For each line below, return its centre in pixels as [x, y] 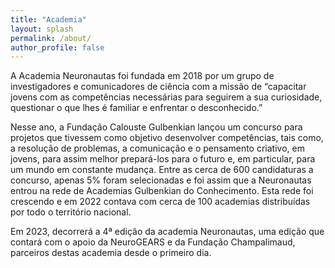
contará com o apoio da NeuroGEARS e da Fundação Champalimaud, [153, 242]
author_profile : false [57, 47]
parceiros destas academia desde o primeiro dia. [111, 253]
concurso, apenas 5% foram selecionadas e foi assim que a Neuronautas [161, 180]
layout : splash [42, 29]
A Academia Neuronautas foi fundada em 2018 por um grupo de [142, 76]
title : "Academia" [48, 19]
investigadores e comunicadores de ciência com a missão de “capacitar [158, 87]
